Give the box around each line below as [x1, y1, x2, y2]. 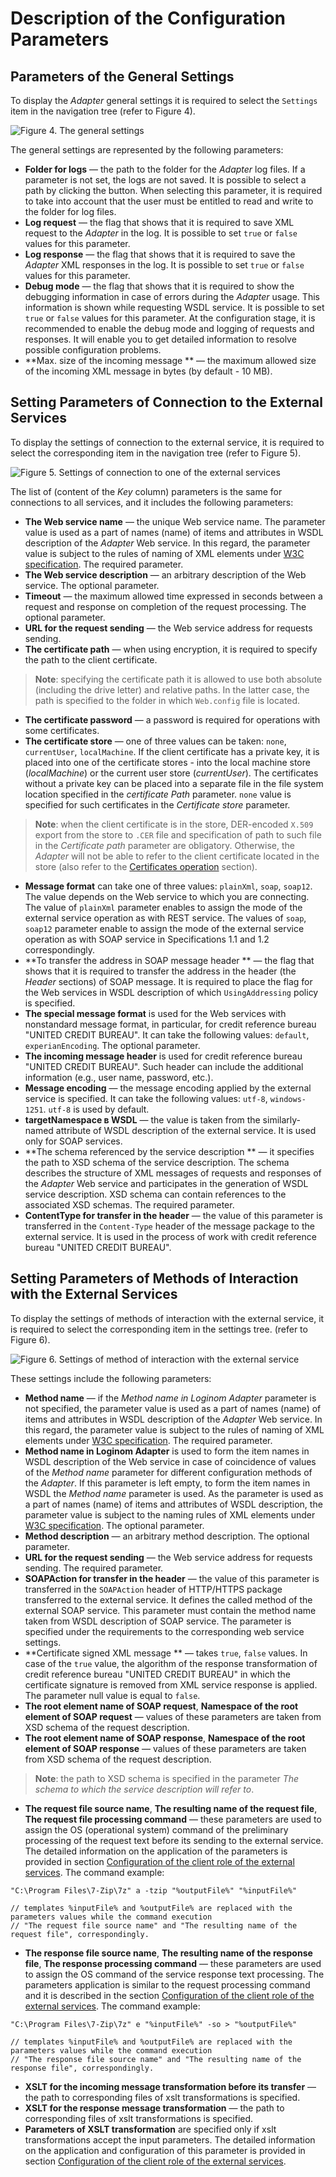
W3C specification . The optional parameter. [24, 1519, 205, 1531]
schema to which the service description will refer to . [34, 1783, 255, 1795]
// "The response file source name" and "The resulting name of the [10, 2054, 302, 2064]
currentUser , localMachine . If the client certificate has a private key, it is [24, 745, 320, 757]
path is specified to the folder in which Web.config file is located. [34, 694, 301, 706]
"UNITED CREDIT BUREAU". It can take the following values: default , [24, 1028, 310, 1041]
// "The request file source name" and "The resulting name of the [10, 1920, 298, 1931]
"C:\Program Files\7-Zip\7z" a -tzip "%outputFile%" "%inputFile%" [10, 1885, 298, 1896]
